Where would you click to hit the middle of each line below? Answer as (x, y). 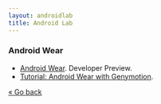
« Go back (25, 91)
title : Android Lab (41, 23)
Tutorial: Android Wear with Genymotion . (86, 76)
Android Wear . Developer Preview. (76, 67)
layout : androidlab (41, 15)
